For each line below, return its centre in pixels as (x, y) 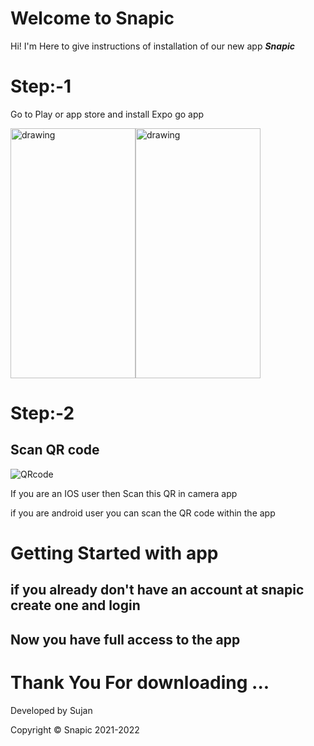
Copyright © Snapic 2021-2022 (75, 729)
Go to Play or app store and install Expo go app (107, 114)
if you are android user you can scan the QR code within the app (143, 513)
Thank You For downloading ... (140, 683)
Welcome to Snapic (92, 18)
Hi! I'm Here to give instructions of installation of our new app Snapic (152, 46)
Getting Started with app (114, 553)
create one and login (75, 605)
